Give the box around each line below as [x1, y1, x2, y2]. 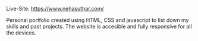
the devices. [6, 29, 37, 36]
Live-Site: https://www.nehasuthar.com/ [6, 5, 104, 12]
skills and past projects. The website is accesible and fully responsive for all [6, 23, 192, 30]
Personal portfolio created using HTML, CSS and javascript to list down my [6, 17, 189, 23]
